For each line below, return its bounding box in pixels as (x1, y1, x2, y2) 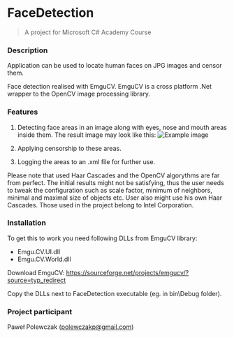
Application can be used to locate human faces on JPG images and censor (7, 61, 222, 70)
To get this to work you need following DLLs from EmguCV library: (7, 234, 198, 242)
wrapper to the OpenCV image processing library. (7, 89, 150, 98)
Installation (7, 218, 47, 228)
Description (7, 45, 48, 55)
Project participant (7, 307, 73, 316)
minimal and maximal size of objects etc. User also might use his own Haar (7, 193, 222, 202)
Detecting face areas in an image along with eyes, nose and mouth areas (17, 123, 227, 131)
